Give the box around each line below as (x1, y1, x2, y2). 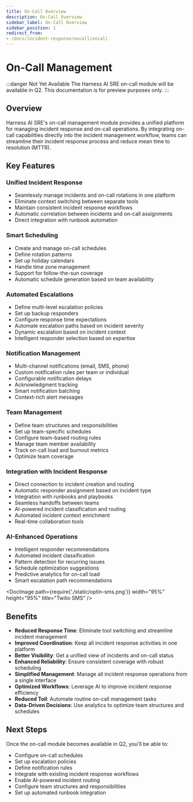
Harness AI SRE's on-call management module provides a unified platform (6, 119, 185, 126)
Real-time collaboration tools (14, 517, 84, 525)
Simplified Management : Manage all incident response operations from (14, 671, 188, 678)
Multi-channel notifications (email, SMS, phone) (14, 362, 129, 369)
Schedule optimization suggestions (14, 564, 99, 571)
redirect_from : (6, 30, 43, 36)
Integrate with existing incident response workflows (14, 770, 139, 777)
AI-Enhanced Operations (6, 532, 78, 540)
